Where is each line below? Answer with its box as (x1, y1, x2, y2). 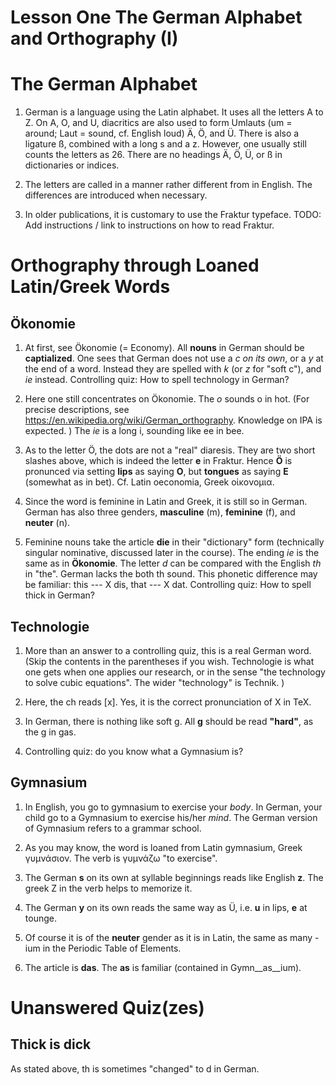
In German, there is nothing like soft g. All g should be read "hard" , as (24, 715, 314, 727)
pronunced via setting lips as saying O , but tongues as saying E (24, 466, 289, 478)
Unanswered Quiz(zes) (10, 996, 205, 1019)
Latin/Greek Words (10, 276, 171, 298)
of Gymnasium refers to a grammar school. (24, 822, 202, 834)
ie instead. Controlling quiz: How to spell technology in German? (24, 374, 290, 386)
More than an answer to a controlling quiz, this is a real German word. (24, 644, 312, 656)
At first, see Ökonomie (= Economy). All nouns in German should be (24, 342, 305, 354)
